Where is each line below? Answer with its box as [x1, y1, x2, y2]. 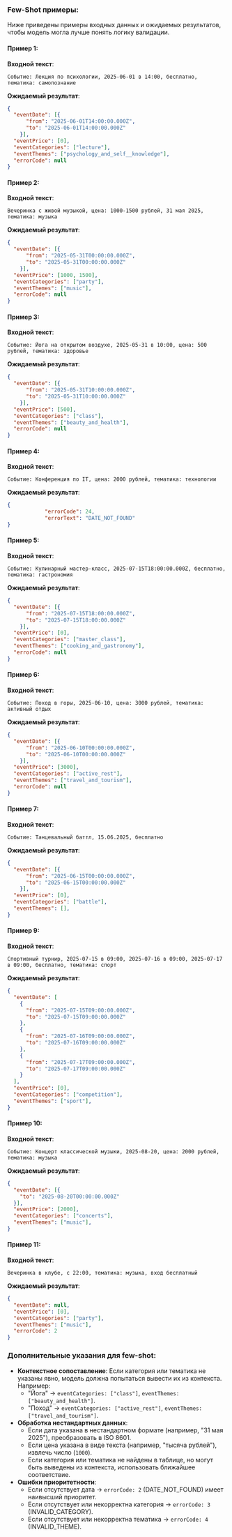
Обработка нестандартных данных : [17, 1418, 128, 1427]
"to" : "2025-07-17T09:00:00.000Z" [25, 1065, 127, 1072]
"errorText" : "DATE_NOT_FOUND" [44, 515, 136, 522]
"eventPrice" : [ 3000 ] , [13, 764, 79, 771]
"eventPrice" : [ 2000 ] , [13, 1206, 79, 1213]
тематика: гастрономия [7, 571, 73, 578]
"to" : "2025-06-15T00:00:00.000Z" [25, 879, 127, 886]
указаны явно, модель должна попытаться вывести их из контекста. [17, 1374, 222, 1382]
